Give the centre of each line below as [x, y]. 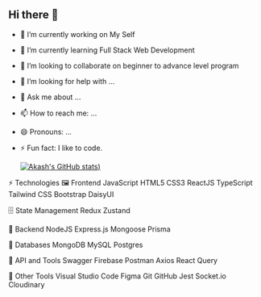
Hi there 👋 [33, 15]
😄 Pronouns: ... [46, 132]
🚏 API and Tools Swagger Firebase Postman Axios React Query [113, 260]
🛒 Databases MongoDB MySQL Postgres [76, 245]
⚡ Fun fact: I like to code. [61, 148]
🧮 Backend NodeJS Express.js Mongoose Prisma [89, 229]
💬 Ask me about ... [50, 97]
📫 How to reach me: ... [58, 113]
